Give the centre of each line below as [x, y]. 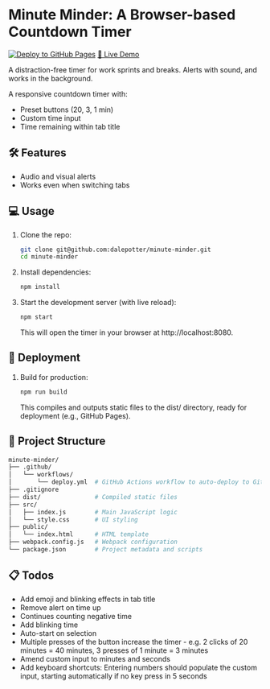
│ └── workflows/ [41, 475]
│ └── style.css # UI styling [73, 520]
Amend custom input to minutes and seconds [95, 658]
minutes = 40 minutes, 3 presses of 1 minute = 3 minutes [114, 650]
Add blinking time [49, 625]
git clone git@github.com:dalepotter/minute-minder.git [115, 250]
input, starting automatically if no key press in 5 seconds [113, 676]
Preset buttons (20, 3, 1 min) [67, 109]
